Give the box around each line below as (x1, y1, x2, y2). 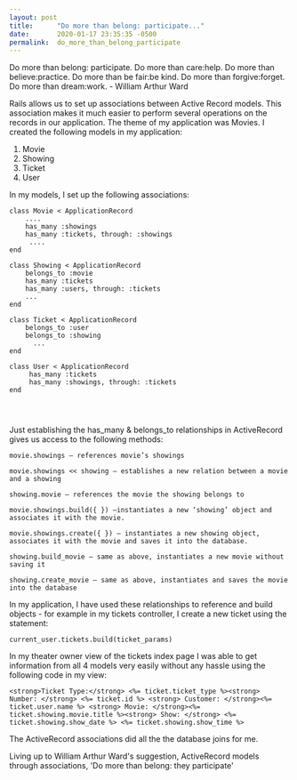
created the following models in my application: (9, 126, 183, 138)
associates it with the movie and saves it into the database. (9, 537, 249, 546)
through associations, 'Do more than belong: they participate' (9, 760, 234, 771)
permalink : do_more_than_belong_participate (9, 37, 181, 47)
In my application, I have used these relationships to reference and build (9, 599, 273, 610)
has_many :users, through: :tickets (25, 285, 162, 294)
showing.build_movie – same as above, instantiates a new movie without (9, 552, 285, 561)
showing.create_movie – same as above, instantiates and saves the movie (9, 575, 289, 585)
